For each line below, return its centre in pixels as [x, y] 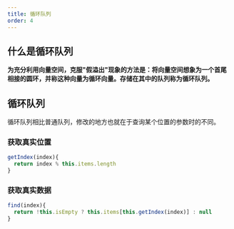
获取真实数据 [30, 190]
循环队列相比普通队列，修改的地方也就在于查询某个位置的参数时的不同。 [113, 122]
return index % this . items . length [65, 164]
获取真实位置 [30, 142]
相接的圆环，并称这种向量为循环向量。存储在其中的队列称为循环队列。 [111, 78]
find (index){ [27, 205]
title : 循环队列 [29, 14]
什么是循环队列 [40, 51]
